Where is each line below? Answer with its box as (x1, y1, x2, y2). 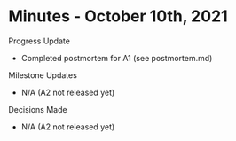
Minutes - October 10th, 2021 (8, 6, 228, 27)
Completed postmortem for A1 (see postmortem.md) (20, 52, 213, 63)
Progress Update (8, 35, 70, 46)
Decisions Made (8, 104, 67, 114)
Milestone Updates (8, 69, 77, 81)
